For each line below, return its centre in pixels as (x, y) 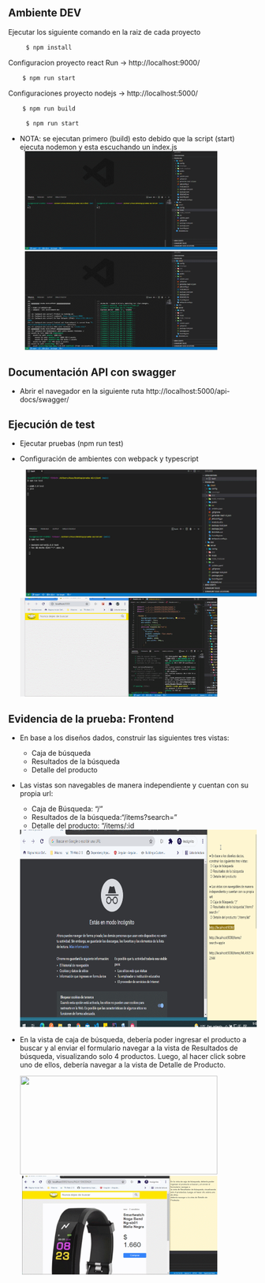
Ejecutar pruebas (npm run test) (71, 443)
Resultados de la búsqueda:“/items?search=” (104, 817)
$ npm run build (49, 108)
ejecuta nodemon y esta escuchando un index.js (98, 147)
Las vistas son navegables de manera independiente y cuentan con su (134, 785)
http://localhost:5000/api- (188, 391)
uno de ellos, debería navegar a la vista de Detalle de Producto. (123, 1065)
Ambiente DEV (45, 13)
